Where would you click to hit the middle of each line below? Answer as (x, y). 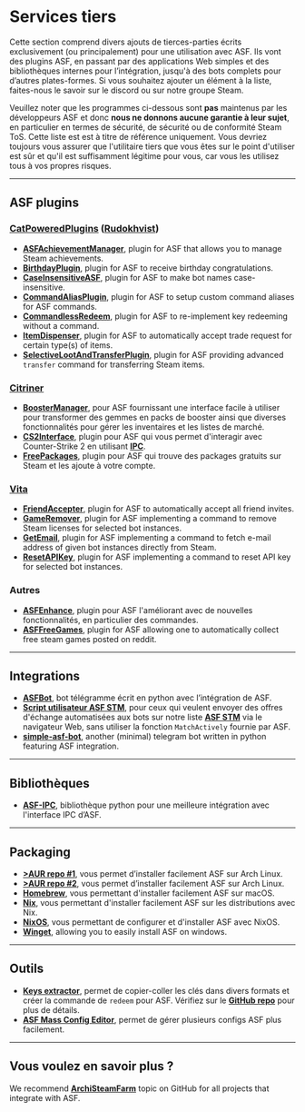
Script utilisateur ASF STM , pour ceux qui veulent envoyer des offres (152, 708)
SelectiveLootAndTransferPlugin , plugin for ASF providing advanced (153, 354)
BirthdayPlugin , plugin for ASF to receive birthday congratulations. (148, 268)
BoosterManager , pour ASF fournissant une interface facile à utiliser (151, 407)
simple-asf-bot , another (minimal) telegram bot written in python (144, 737)
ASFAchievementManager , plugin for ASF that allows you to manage (152, 248)
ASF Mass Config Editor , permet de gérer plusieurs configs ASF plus (152, 1019)
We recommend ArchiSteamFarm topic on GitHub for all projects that (139, 1088)
